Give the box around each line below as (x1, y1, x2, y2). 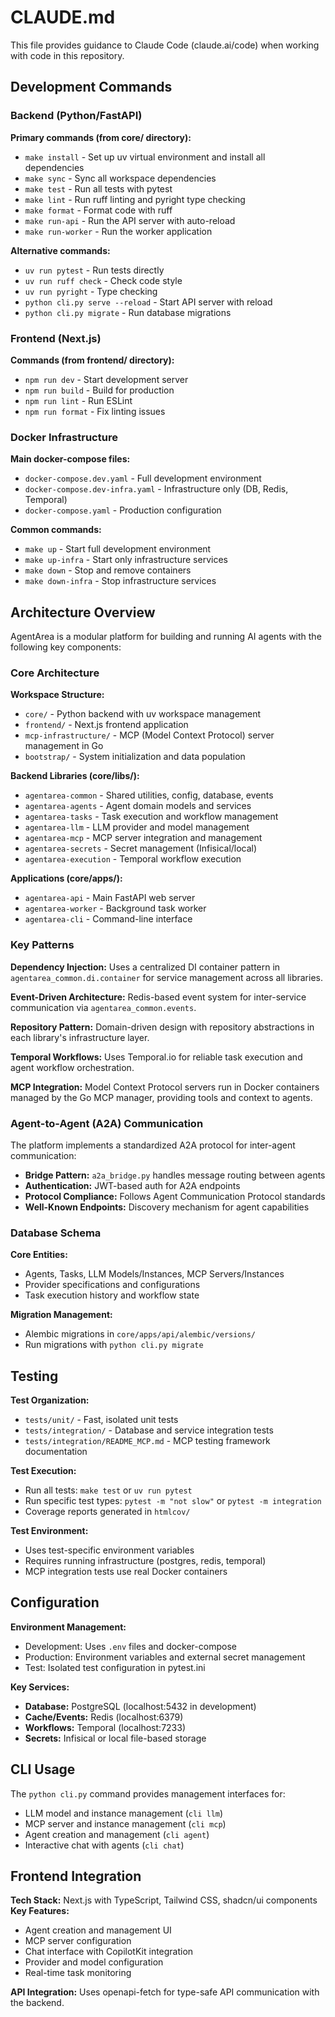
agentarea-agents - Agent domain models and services (24, 800, 252, 812)
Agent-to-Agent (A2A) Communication (10, 1116, 204, 1130)
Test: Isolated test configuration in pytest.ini (24, 1661, 206, 1673)
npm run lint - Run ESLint (24, 394, 133, 406)
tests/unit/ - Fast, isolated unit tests (24, 1414, 179, 1426)
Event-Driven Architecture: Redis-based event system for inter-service (10, 991, 307, 1003)
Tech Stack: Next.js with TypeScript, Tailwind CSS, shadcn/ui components (10, 1894, 318, 1906)
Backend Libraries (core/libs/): (10, 770, 140, 782)
